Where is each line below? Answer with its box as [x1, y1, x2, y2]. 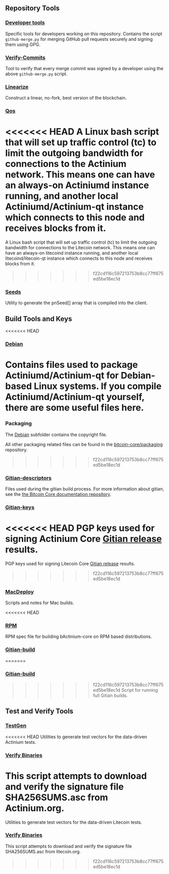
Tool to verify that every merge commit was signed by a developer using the [5, 65, 164, 71]
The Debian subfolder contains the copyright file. [5, 431, 107, 438]
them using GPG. [5, 41, 40, 47]
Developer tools [5, 19, 45, 26]
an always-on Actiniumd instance [5, 180, 149, 191]
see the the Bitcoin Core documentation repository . [5, 491, 111, 497]
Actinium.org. [5, 802, 65, 814]
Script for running [121, 687, 158, 693]
